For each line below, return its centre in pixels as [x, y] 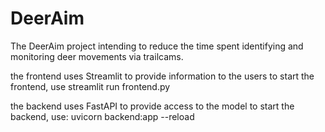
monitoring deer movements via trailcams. [97, 56]
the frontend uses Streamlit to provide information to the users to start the [162, 76]
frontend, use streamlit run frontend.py [90, 86]
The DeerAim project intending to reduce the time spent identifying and [157, 46]
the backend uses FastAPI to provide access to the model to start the [152, 106]
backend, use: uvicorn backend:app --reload [102, 116]
